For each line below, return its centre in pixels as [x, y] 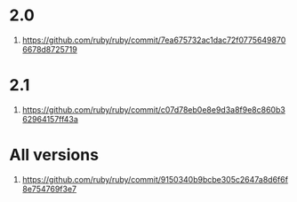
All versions [54, 155]
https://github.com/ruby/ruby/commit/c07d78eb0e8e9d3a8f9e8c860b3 [154, 109]
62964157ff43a [50, 119]
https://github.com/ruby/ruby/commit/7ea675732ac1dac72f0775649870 [154, 40]
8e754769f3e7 [49, 189]
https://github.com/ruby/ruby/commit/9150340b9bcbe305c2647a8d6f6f [155, 179]
